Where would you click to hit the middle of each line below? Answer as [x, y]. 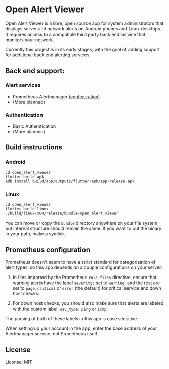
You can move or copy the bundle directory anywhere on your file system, [82, 223]
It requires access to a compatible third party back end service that [75, 34]
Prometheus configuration [48, 250]
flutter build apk [25, 177]
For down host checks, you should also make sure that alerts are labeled [88, 303]
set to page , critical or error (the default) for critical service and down [87, 288]
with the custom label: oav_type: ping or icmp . [60, 309]
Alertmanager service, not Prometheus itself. [52, 333]
